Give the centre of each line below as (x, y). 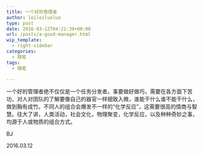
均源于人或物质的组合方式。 (41, 122)
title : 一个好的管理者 (32, 12)
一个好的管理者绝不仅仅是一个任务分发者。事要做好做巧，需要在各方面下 (97, 92)
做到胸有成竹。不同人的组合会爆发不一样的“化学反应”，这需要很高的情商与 (99, 107)
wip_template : (24, 40)
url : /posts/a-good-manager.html (49, 35)
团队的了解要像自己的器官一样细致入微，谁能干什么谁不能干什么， (115, 99)
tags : (13, 62)
